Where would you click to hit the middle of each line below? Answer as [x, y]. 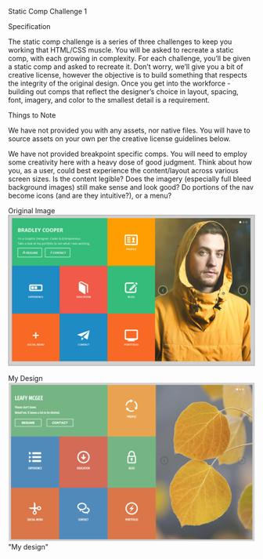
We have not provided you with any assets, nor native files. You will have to [129, 130]
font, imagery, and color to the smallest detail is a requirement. [109, 100]
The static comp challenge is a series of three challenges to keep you [120, 42]
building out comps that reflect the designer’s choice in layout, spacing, [123, 92]
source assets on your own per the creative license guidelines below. [119, 139]
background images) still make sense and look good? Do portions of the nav [131, 187]
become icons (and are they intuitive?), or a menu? [90, 196]
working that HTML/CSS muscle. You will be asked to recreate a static [121, 50]
